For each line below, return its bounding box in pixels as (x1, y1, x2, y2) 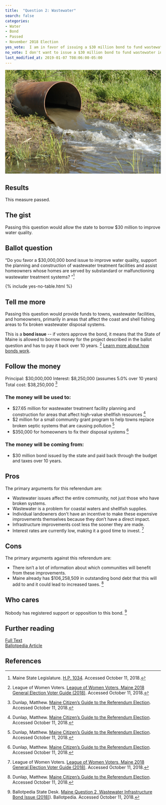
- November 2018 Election (5, 40, 58, 45)
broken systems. (12, 500, 46, 506)
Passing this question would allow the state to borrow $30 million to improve (5, 224, 161, 230)
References (5, 657, 41, 665)
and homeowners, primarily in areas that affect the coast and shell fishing (5, 316, 155, 322)
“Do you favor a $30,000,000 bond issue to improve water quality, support (5, 257, 157, 263)
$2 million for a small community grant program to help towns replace (12, 416, 154, 422)
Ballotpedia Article (5, 643, 42, 648)
